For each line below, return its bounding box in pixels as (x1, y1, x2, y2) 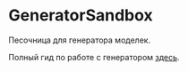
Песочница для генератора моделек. (8, 35, 151, 45)
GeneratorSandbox (8, 5, 153, 26)
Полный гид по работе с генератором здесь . (8, 51, 180, 62)
